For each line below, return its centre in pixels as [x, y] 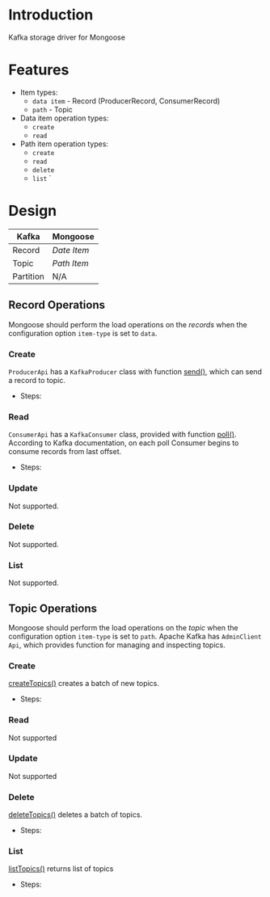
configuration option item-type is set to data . [83, 333]
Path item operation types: [64, 144]
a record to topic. [37, 380]
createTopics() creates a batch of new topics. [84, 684]
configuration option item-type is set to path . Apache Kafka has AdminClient [135, 636]
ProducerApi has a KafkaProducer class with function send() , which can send [135, 371]
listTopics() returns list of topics [61, 869]
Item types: [39, 92]
